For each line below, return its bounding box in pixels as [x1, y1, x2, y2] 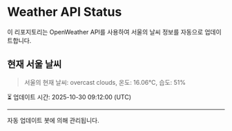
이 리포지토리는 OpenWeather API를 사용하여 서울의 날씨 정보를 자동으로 [7, 28, 204, 36]
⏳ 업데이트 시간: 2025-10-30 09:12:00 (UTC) [7, 92, 132, 101]
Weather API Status [7, 4, 122, 20]
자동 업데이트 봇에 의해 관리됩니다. [7, 116, 99, 124]
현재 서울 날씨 [7, 59, 62, 70]
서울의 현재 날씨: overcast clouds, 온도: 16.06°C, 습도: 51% [23, 78, 186, 86]
